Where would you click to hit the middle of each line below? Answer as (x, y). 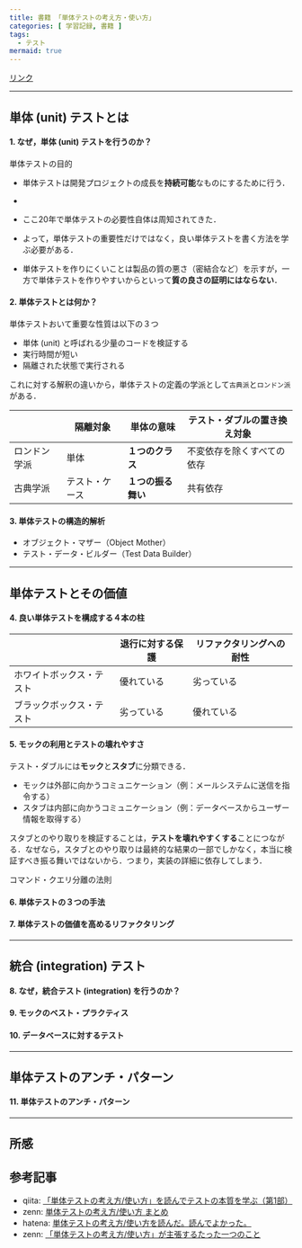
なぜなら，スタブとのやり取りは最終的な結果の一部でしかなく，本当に (155, 849)
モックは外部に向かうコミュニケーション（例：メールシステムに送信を (152, 785)
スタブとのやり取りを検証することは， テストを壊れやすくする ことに (135, 838)
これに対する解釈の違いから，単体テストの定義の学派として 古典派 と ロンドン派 (150, 384)
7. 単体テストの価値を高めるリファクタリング (92, 924)
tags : (19, 34)
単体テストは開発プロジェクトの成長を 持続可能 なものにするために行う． (156, 183)
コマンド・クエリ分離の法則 (61, 879)
